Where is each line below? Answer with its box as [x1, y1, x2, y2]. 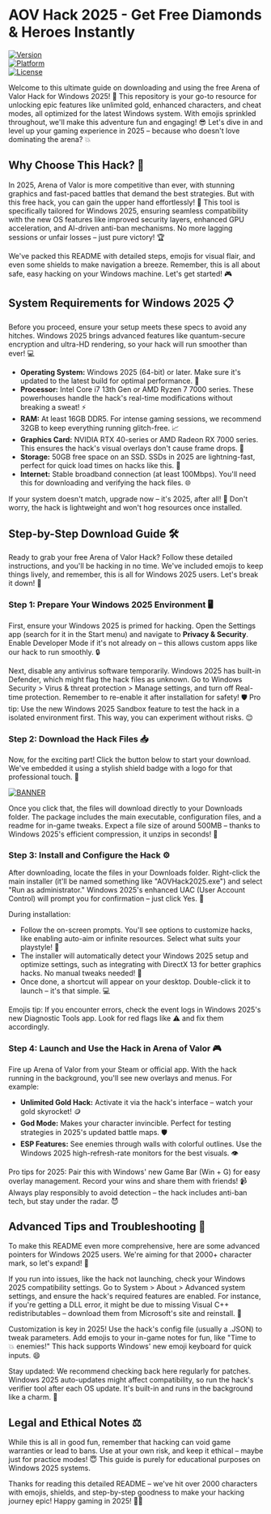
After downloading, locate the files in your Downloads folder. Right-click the [8, 868, 260, 878]
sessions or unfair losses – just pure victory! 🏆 [8, 232, 165, 242]
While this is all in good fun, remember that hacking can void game [8, 1438, 231, 1447]
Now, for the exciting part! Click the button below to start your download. [8, 755, 252, 764]
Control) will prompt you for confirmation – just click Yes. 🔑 [8, 894, 205, 904]
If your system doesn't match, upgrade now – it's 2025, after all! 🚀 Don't [8, 493, 248, 504]
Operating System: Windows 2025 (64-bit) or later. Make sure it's [19, 367, 241, 376]
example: [8, 1082, 39, 1091]
